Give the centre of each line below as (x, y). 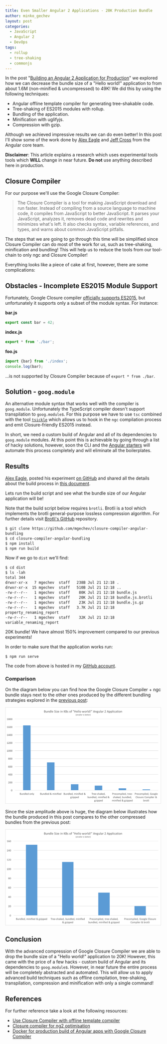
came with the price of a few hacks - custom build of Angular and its (76, 962)
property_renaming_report (32, 613)
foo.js (11, 351)
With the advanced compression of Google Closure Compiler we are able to (83, 951)
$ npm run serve (22, 657)
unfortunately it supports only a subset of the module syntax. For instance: (82, 303)
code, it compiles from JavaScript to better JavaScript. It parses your (88, 214)
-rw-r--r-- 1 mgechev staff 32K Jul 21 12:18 (60, 618)
